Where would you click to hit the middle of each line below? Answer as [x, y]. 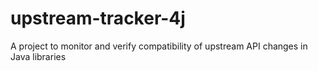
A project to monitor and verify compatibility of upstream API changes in [159, 46]
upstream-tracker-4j [98, 18]
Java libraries [38, 56]
